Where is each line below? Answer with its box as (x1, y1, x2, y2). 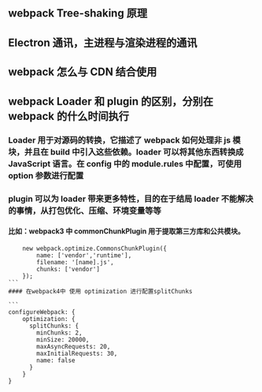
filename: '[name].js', (36, 258, 114, 266)
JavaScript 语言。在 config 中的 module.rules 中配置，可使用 (8, 159, 242, 170)
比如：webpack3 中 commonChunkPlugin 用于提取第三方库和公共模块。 (8, 226, 245, 236)
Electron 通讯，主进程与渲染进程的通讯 (8, 35, 197, 49)
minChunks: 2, (36, 329, 83, 337)
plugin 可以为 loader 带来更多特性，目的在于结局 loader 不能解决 (8, 193, 254, 204)
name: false (36, 357, 76, 364)
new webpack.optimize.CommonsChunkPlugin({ (22, 245, 168, 252)
